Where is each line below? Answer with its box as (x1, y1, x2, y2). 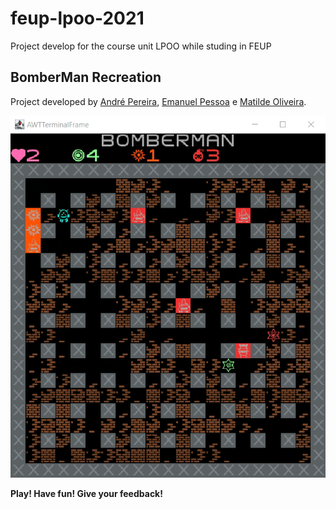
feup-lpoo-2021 (10, 7, 145, 30)
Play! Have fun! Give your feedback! (10, 488, 163, 500)
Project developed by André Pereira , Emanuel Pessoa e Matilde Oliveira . (10, 95, 307, 107)
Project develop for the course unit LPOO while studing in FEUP (10, 40, 272, 52)
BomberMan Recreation (10, 69, 162, 86)
